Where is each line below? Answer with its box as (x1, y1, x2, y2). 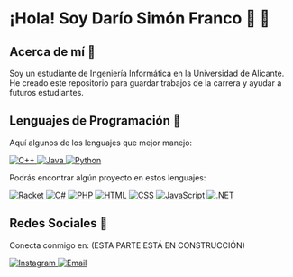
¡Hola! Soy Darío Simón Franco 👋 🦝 (9, 8, 270, 29)
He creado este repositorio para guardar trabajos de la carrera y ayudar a (9, 78, 282, 88)
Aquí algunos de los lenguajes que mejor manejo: (9, 137, 192, 148)
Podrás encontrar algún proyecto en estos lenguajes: (9, 171, 206, 183)
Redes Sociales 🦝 (9, 216, 108, 231)
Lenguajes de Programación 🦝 (9, 113, 182, 129)
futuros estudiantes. (9, 88, 84, 97)
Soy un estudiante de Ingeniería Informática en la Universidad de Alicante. (9, 68, 285, 78)
